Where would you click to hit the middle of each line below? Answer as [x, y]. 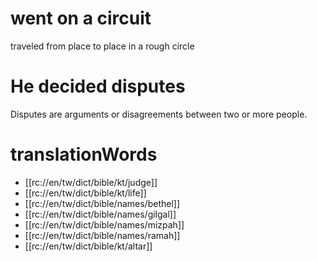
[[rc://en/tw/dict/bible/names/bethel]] [102, 203]
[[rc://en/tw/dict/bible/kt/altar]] [88, 246]
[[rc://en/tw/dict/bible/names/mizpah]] [104, 224]
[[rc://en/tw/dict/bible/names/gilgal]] [100, 214]
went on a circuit [81, 18]
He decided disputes [98, 86]
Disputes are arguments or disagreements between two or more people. [159, 114]
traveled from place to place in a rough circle [102, 46]
